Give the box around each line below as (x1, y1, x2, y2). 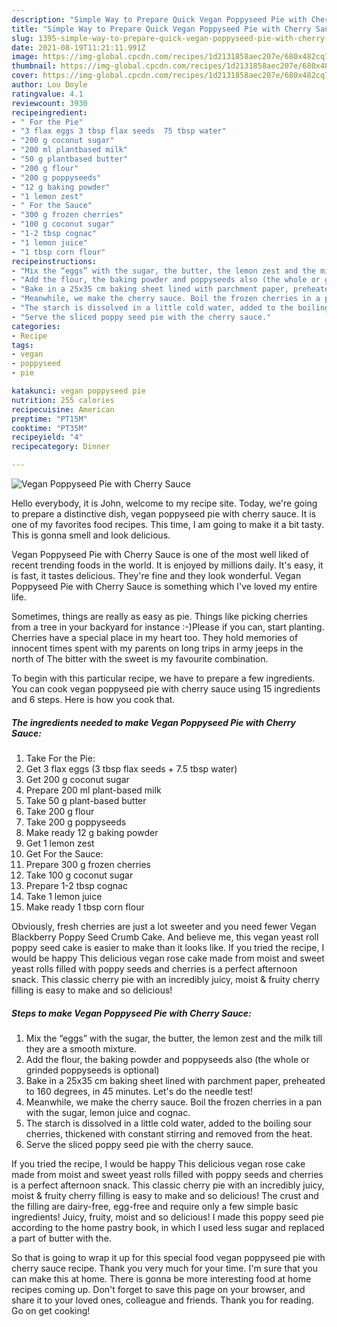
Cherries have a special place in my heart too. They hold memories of (11, 632, 299, 643)
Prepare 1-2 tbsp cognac (25, 879, 128, 891)
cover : (11, 71, 39, 81)
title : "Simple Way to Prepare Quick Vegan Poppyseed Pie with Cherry (11, 24, 312, 34)
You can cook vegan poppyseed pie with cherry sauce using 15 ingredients (11, 683, 321, 695)
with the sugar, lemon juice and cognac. (25, 1106, 191, 1118)
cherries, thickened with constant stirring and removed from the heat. (25, 1127, 313, 1140)
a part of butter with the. (11, 1232, 112, 1244)
